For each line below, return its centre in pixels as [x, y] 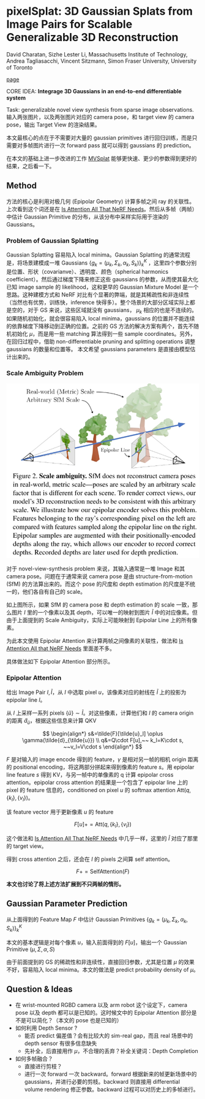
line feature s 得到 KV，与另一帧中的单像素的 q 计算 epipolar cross [90, 775]
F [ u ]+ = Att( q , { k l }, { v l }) [103, 825]
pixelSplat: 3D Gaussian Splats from [99, 11]
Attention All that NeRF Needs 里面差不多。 [61, 648]
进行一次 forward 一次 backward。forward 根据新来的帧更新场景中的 [110, 1074]
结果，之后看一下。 [31, 166]
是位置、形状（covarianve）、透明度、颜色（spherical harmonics [88, 271]
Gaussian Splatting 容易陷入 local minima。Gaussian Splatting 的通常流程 [99, 255]
